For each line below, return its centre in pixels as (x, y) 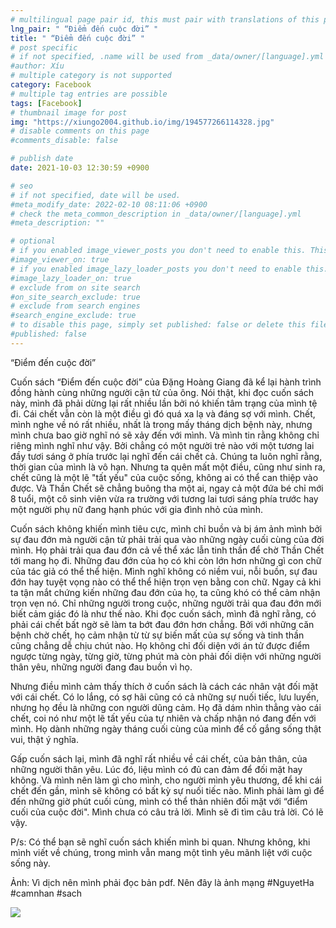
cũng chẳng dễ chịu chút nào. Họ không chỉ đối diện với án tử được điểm (160, 645)
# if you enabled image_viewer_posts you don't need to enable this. (158, 251)
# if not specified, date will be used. (96, 195)
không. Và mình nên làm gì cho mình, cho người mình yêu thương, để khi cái (166, 780)
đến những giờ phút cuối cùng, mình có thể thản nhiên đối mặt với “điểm (159, 801)
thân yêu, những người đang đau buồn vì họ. (101, 667)
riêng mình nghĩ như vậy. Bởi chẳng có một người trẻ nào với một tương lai (162, 445)
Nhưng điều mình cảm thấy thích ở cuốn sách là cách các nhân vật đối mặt (164, 686)
